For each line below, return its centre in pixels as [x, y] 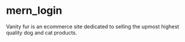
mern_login [34, 11]
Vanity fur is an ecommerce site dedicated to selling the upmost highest [93, 26]
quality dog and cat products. [42, 32]
